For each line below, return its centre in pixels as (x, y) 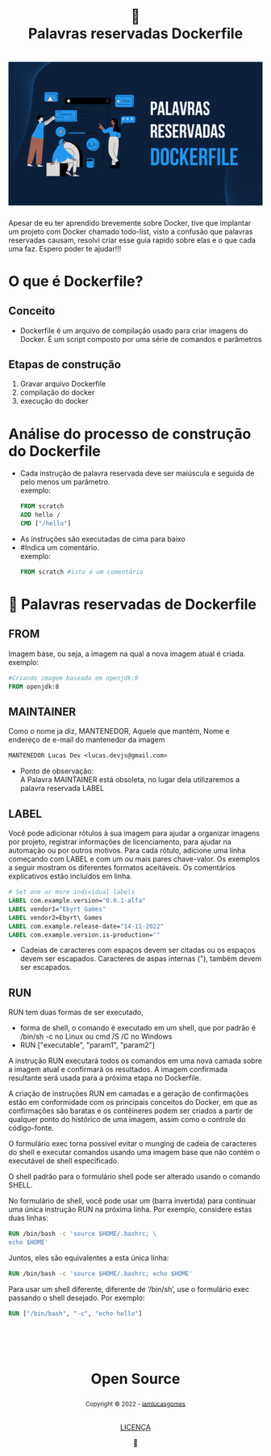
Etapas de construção (65, 364)
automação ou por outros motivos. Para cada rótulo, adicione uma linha (127, 851)
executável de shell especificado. (64, 1161)
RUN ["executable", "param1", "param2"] (88, 1045)
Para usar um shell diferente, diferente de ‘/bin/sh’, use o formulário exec (129, 1289)
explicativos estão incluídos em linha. (71, 876)
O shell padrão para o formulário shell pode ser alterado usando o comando (134, 1177)
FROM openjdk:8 (34, 687)
